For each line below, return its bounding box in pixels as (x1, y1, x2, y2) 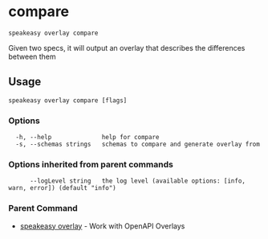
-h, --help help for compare (15, 134, 160, 142)
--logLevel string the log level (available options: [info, (29, 177, 246, 185)
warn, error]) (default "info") (8, 184, 116, 192)
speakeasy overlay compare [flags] (8, 96, 128, 105)
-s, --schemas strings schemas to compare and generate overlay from (15, 140, 261, 149)
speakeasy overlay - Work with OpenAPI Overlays (19, 220, 185, 231)
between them (8, 52, 56, 61)
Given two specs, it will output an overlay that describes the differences (8, 43, 246, 52)
